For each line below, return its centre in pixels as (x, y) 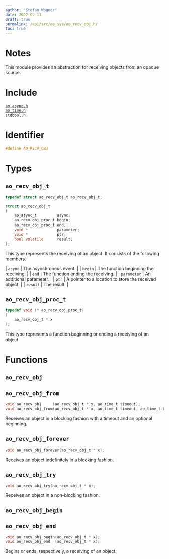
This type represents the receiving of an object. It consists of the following (82, 253)
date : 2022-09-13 (23, 15)
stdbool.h (16, 115)
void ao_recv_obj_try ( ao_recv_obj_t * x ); (50, 486)
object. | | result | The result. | (37, 284)
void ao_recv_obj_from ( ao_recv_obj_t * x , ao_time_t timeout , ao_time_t (83, 409)
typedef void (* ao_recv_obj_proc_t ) (45, 310)
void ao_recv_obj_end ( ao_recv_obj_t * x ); (53, 542)
